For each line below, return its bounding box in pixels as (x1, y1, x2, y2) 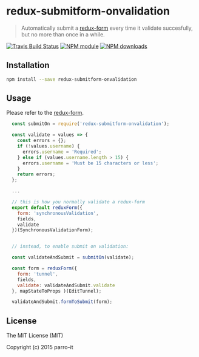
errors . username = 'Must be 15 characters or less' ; (22, 160, 159, 166)
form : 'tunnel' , (17, 271, 59, 277)
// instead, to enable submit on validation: (12, 243, 129, 250)
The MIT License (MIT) (6, 332, 64, 339)
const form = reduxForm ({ (12, 265, 78, 271)
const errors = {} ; (17, 138, 67, 144)
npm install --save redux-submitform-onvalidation (6, 76, 137, 83)
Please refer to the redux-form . (6, 109, 84, 117)
